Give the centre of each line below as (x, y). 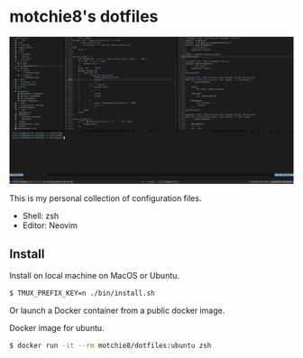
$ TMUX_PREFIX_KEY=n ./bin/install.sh (82, 294)
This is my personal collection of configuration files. (106, 198)
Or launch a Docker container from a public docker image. (117, 310)
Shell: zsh (41, 216)
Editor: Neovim (50, 225)
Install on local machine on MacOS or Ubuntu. (95, 276)
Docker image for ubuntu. (57, 327)
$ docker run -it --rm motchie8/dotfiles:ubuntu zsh (110, 345)
